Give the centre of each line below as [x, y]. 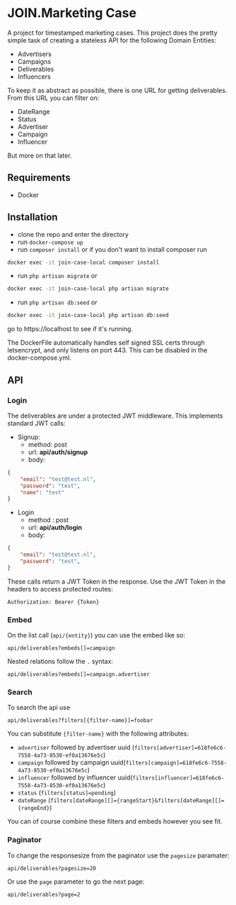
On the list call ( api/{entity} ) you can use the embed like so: [96, 635]
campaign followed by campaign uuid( [71, 762]
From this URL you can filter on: [53, 98]
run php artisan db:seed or [57, 302]
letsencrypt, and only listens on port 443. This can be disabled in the [107, 350]
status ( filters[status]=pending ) [67, 793]
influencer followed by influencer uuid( [75, 777]
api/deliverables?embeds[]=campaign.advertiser [79, 674]
